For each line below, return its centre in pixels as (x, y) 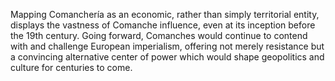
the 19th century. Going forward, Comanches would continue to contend (159, 35)
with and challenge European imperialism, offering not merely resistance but (167, 46)
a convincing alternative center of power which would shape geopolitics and (167, 57)
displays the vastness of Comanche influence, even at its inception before (163, 25)
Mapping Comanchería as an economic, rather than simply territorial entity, (165, 14)
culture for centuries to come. (71, 67)
